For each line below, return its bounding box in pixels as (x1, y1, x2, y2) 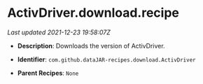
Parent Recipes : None (17, 69, 79, 77)
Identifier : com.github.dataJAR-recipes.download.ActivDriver (17, 55, 196, 64)
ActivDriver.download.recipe (7, 5, 180, 21)
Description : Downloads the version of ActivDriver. (17, 41, 166, 50)
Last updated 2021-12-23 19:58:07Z (7, 28, 111, 36)
